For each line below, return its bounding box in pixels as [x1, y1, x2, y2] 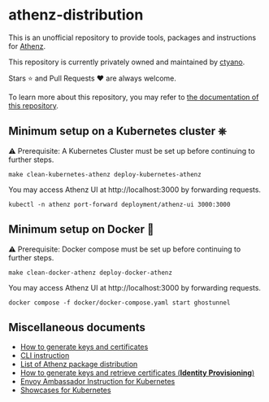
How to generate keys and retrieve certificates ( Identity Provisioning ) [20, 368, 255, 378]
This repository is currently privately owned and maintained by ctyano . [8, 57, 245, 67]
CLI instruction [20, 351, 70, 360]
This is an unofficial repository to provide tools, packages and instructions [8, 33, 257, 42]
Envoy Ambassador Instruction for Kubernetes [20, 377, 176, 387]
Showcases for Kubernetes [20, 385, 111, 395]
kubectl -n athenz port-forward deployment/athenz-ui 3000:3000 [8, 200, 231, 208]
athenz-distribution [8, 6, 144, 24]
